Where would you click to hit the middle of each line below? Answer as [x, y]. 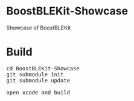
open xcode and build [38, 92]
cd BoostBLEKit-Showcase [43, 68]
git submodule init [35, 74]
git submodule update [38, 80]
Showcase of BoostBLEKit [39, 28]
